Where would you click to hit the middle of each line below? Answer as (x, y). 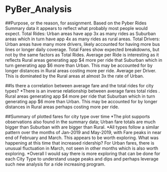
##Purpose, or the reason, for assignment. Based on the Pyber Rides (76, 23)
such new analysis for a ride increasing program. (55, 164)
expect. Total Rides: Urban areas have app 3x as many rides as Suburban (81, 33)
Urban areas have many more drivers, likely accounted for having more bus (83, 44)
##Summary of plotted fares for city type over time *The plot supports (78, 116)
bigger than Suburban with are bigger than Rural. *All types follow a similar (82, 127)
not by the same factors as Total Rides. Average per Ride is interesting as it (82, 55)
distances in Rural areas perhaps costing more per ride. (62, 107)
